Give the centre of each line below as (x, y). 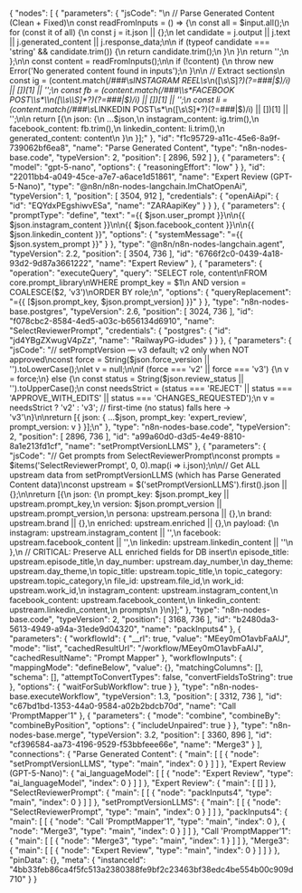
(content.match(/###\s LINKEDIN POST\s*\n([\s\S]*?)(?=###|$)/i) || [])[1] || (149, 109)
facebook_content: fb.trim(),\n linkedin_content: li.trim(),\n (117, 129)
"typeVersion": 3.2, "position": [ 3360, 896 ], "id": (180, 735)
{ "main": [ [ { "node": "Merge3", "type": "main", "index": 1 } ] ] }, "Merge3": (149, 840)
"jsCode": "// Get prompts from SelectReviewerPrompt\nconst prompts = (145, 456)
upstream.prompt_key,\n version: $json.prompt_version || (116, 504)
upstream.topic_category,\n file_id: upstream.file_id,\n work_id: (127, 581)
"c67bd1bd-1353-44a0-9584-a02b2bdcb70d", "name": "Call (123, 706)
